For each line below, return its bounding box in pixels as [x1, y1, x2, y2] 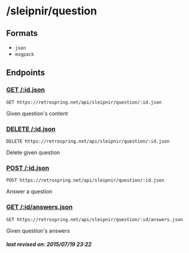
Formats [6, 28, 38, 38]
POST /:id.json [6, 164, 50, 172]
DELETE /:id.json [6, 125, 56, 133]
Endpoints [6, 68, 45, 78]
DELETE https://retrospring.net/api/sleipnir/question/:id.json [6, 138, 170, 144]
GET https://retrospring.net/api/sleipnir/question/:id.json [6, 99, 162, 106]
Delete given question [6, 149, 60, 156]
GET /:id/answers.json [6, 203, 73, 211]
